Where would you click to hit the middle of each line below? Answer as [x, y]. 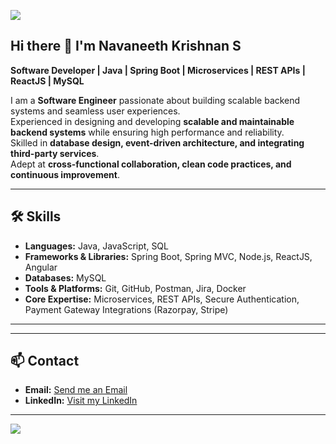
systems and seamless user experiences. [95, 111]
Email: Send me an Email [76, 390]
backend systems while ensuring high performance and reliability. [147, 132]
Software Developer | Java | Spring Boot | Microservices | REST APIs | [158, 70]
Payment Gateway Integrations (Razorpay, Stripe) [126, 309]
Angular [41, 267]
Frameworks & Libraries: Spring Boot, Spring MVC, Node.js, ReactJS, [168, 256]
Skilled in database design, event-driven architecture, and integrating [157, 142]
